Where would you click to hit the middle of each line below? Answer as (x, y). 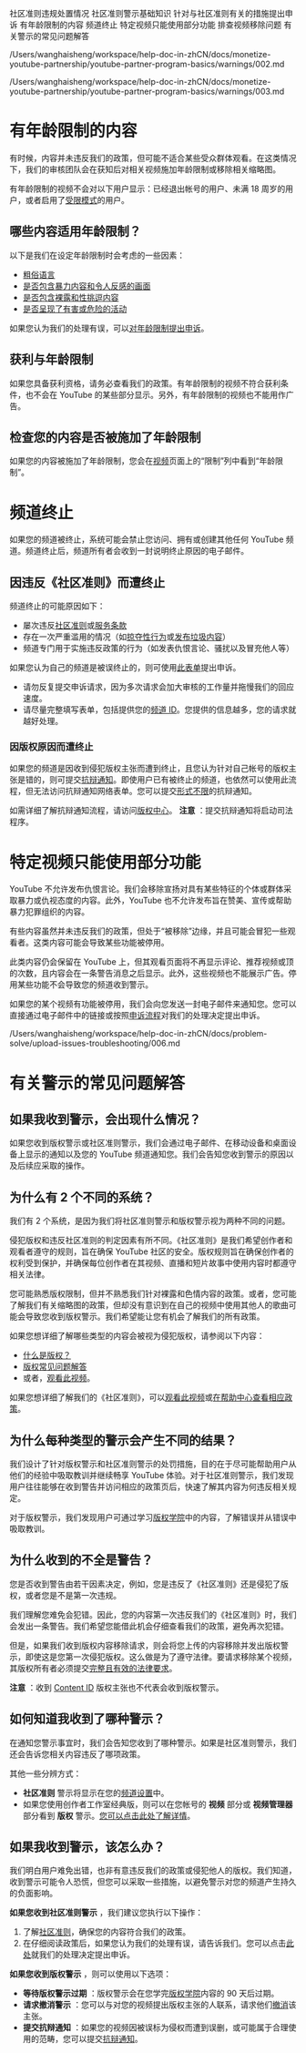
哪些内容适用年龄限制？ (75, 232)
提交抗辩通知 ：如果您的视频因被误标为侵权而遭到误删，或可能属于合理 (155, 2027)
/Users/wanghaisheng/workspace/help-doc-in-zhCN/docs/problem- (138, 1034)
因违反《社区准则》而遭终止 (87, 582)
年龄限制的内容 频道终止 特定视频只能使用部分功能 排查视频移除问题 (154, 25)
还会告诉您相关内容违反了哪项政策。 (77, 1754)
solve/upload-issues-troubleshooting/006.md (95, 1043)
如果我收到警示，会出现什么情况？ (105, 1119)
